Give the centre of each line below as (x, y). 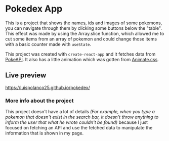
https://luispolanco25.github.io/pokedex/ (48, 87)
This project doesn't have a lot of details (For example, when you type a (80, 112)
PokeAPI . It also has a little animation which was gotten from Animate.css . (82, 59)
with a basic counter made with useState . (48, 44)
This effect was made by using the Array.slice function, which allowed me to (85, 33)
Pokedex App (34, 9)
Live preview (26, 76)
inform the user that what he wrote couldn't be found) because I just (77, 122)
